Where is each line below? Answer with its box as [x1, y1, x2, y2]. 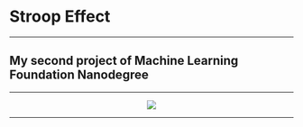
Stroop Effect [9, 6, 111, 27]
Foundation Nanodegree [9, 68, 149, 83]
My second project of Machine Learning [9, 53, 239, 68]
